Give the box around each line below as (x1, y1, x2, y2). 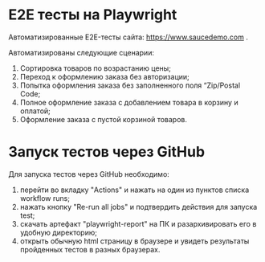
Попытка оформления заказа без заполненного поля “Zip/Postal (19, 80, 241, 90)
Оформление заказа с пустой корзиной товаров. (19, 114, 187, 124)
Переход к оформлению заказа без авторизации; (19, 72, 190, 81)
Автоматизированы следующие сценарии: (8, 47, 155, 57)
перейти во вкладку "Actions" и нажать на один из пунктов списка (19, 185, 250, 194)
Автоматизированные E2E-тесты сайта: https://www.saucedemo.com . (8, 32, 249, 42)
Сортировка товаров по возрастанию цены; (19, 63, 171, 73)
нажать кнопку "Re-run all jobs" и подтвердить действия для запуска (19, 202, 258, 211)
